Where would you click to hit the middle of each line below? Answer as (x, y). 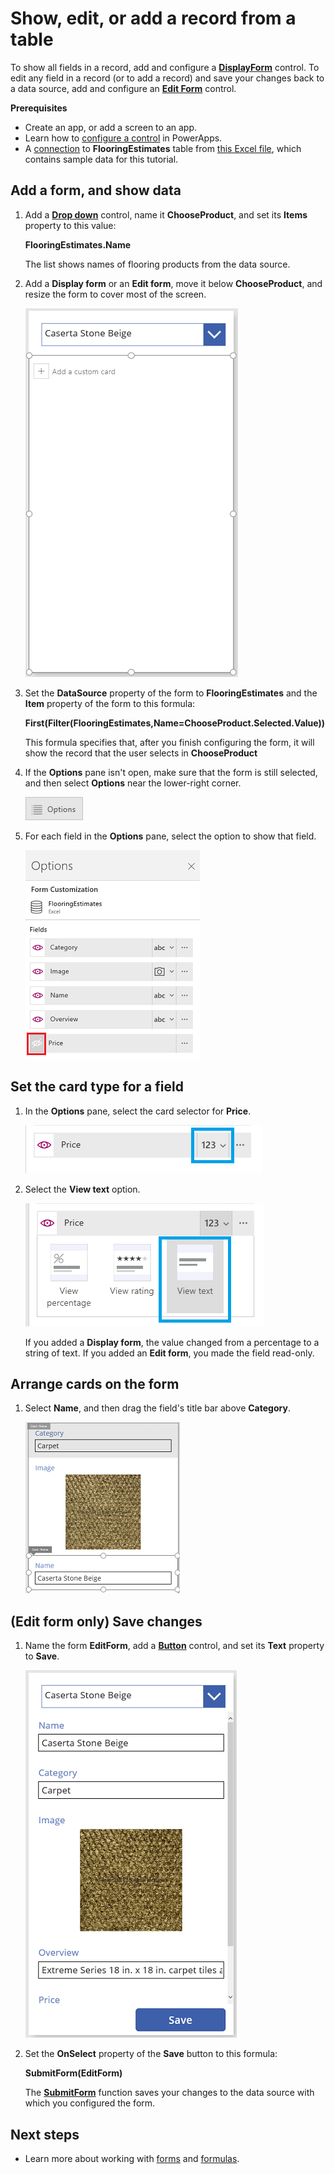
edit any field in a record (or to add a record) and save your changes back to (167, 78)
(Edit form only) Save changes (106, 1621)
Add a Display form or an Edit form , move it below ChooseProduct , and (173, 283)
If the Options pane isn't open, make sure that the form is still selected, (171, 772)
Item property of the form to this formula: (110, 703)
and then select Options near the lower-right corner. (133, 783)
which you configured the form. (90, 2103)
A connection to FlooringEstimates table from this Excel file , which (163, 148)
